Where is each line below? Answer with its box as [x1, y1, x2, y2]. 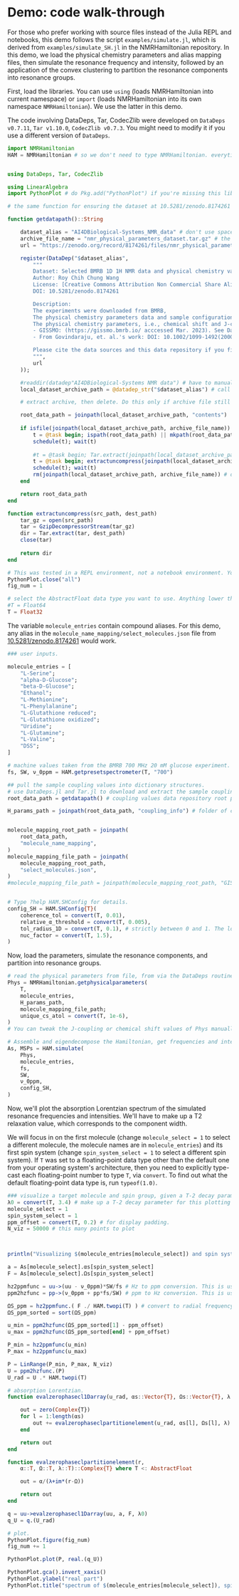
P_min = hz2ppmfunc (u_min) [7, 1341, 87, 1349]
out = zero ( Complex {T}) [20, 1407, 91, 1414]
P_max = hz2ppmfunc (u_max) [7, 1348, 87, 1355]
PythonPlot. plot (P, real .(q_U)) [7, 1556, 103, 1563]
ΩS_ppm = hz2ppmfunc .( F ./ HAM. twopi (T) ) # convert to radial [7, 1302, 202, 1310]
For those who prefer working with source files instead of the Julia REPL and [7, 28, 232, 36]
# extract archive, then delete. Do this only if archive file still [20, 399, 231, 406]
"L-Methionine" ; [20, 696, 69, 703]
